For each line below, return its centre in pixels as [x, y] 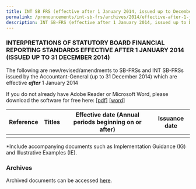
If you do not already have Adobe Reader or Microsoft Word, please [87, 94]
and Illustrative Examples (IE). [42, 152]
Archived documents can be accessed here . [59, 180]
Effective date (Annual [107, 115]
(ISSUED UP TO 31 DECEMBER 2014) [58, 57]
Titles [52, 122]
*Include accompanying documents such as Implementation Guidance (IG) [96, 146]
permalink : [19, 17]
